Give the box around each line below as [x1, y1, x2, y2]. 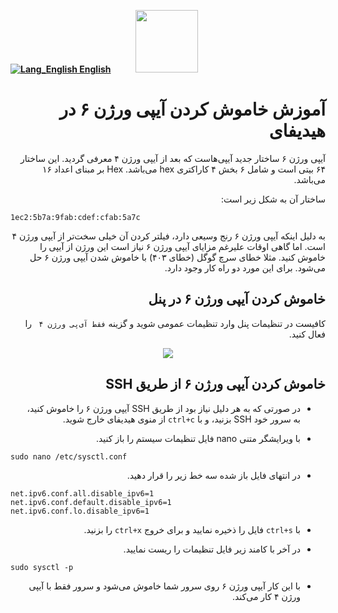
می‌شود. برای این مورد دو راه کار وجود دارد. [164, 261, 326, 274]
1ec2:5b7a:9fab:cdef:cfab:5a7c [10, 212, 141, 222]
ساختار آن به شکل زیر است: [220, 193, 326, 205]
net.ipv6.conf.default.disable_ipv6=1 [10, 497, 172, 507]
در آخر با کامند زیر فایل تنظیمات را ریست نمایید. [123, 543, 301, 555]
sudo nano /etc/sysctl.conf [10, 451, 128, 462]
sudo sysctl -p [10, 562, 74, 572]
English [79, 63, 112, 75]
